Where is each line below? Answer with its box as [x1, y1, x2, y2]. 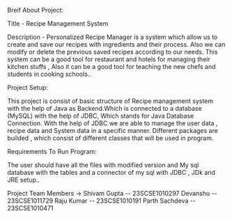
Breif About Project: [7, 6, 64, 14]
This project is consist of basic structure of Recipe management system [7, 97, 214, 105]
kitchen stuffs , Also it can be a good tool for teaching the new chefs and [7, 63, 216, 70]
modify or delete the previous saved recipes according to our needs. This [7, 48, 218, 56]
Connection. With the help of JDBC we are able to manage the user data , [7, 119, 218, 127]
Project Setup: [7, 84, 49, 91]
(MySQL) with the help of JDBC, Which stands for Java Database [7, 111, 194, 120]
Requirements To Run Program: [7, 148, 98, 155]
